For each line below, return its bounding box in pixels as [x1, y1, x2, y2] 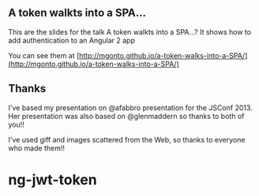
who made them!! [8, 143, 66, 153]
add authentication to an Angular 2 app [8, 35, 136, 45]
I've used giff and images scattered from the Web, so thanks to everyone [8, 135, 246, 144]
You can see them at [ [8, 50, 80, 60]
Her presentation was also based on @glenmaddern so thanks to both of [8, 111, 245, 120]
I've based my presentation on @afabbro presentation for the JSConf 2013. [8, 102, 253, 113]
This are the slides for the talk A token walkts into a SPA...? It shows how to [8, 27, 251, 36]
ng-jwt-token [8, 171, 97, 188]
